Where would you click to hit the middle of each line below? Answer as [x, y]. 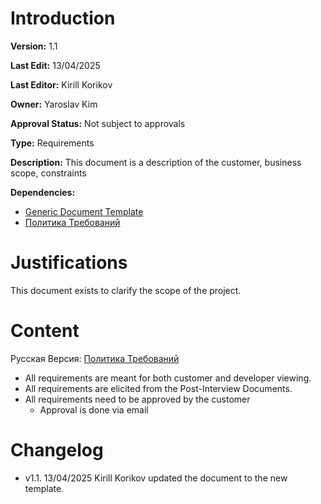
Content [45, 331]
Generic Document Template [84, 211]
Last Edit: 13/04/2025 [55, 65]
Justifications [69, 263]
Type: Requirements [52, 143]
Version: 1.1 [34, 46]
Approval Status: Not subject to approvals [98, 123]
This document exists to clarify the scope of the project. [126, 290]
